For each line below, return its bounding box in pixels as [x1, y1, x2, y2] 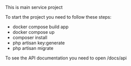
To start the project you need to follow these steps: [5, 14, 112, 20]
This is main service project [5, 5, 63, 10]
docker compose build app [12, 24, 69, 30]
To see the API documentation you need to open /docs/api [5, 55, 127, 61]
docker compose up [12, 29, 55, 35]
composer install [12, 35, 48, 40]
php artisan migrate [12, 45, 54, 51]
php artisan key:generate [12, 40, 65, 46]
